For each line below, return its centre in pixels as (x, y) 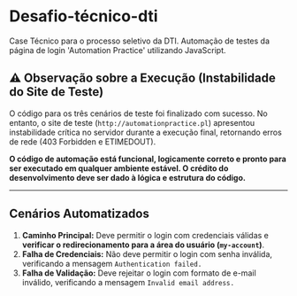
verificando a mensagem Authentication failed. (112, 263)
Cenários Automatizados (80, 214)
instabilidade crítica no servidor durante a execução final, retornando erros (146, 132)
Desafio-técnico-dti (84, 16)
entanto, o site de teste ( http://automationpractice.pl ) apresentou (132, 122)
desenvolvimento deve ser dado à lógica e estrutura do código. (127, 177)
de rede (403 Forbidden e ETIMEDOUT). (83, 141)
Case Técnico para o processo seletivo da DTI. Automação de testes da (140, 41)
